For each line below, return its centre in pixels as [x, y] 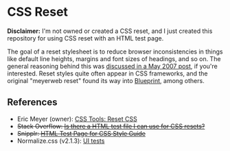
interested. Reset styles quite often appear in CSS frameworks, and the [107, 73]
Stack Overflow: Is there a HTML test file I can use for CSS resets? [111, 126]
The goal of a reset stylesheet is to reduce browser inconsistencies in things [115, 51]
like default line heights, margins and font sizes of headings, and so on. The [114, 58]
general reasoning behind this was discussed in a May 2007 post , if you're [112, 66]
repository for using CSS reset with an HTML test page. [85, 38]
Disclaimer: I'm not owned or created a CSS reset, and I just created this [110, 31]
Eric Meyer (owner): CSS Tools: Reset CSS [77, 119]
